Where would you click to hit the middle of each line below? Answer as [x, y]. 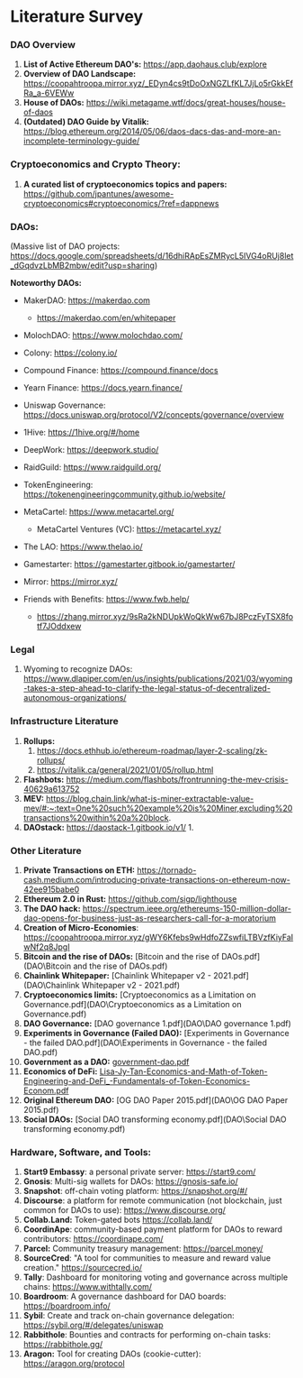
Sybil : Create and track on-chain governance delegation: [129, 1316]
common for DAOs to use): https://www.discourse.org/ [124, 1210]
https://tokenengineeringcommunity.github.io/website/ [124, 494]
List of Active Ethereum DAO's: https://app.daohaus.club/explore [145, 64]
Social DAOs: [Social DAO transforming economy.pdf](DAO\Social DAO [155, 1119]
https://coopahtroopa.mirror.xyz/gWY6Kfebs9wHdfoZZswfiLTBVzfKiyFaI [158, 937]
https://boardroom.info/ [67, 1306]
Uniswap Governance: [64, 405]
